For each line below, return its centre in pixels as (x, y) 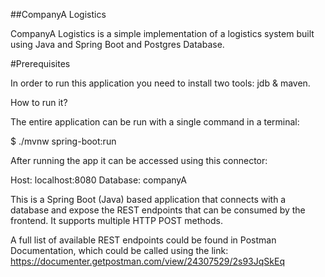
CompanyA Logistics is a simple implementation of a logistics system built (162, 33)
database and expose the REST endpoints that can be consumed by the (158, 210)
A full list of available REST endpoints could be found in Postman (143, 240)
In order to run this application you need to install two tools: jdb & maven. (160, 83)
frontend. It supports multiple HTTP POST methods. (116, 220)
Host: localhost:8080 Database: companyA (98, 180)
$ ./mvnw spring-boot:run (63, 141)
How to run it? (39, 102)
